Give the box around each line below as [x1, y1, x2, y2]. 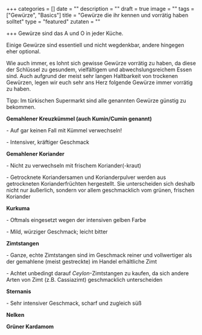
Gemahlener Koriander [6, 151, 65, 157]
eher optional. [6, 48, 41, 55]
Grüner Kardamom [6, 323, 54, 330]
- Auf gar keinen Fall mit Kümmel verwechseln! [6, 127, 122, 134]
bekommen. [6, 103, 36, 111]
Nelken [6, 311, 25, 318]
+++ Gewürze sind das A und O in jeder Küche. [6, 30, 124, 37]
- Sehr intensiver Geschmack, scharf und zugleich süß [6, 299, 142, 307]
